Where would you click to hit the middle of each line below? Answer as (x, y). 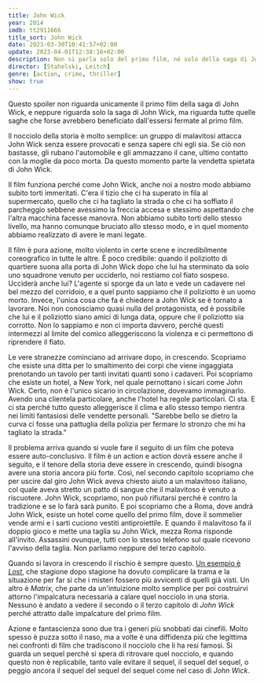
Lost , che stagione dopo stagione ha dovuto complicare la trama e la (119, 571)
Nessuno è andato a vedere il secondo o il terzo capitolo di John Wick (121, 605)
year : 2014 (26, 23)
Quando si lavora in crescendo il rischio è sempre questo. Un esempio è (125, 563)
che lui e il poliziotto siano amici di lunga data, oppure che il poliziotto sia (126, 316)
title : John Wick (37, 15)
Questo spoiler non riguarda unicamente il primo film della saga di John (124, 104)
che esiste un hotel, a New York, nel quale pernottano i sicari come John (126, 382)
